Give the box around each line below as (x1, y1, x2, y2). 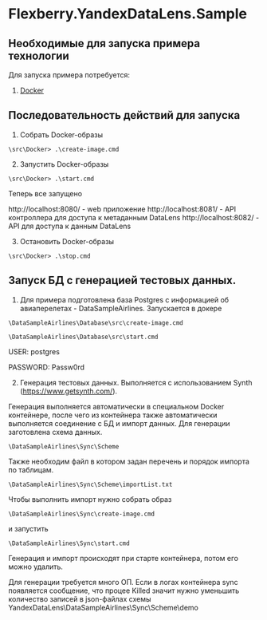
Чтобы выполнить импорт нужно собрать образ (8, 494, 172, 504)
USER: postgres (8, 346, 60, 356)
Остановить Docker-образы (19, 236, 114, 246)
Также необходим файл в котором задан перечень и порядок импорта (8, 456, 249, 466)
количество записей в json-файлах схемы (8, 594, 151, 603)
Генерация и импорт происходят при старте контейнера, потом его (8, 553, 239, 563)
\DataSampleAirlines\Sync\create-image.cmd (8, 510, 155, 518)
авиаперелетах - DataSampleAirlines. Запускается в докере (19, 303, 222, 313)
